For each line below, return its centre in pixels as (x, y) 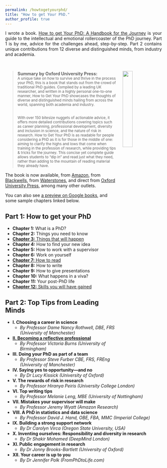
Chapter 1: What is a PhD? (39, 229)
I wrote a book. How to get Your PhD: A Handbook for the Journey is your (83, 33)
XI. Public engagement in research (49, 444)
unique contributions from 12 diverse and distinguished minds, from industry (83, 49)
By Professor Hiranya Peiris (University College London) (77, 386)
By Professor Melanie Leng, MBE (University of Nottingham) (81, 396)
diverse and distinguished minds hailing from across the (65, 100)
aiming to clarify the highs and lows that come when (62, 144)
